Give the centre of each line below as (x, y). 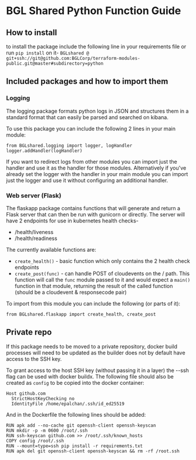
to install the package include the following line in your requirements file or (96, 46)
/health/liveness (34, 232)
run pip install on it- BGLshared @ (48, 53)
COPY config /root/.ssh (35, 441)
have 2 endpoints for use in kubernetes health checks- (72, 221)
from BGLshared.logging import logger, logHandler (69, 146)
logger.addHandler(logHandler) (44, 151)
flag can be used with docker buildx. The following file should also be (90, 376)
